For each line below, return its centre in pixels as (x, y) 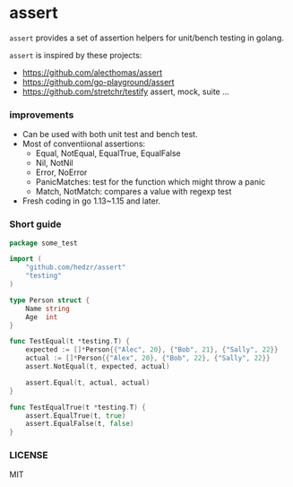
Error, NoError (61, 172)
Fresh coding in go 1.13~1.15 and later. (91, 201)
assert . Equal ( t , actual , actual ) (88, 383)
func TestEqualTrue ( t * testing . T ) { (78, 407)
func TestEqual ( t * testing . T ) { (69, 342)
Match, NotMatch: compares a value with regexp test (134, 192)
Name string (47, 309)
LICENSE (29, 456)
